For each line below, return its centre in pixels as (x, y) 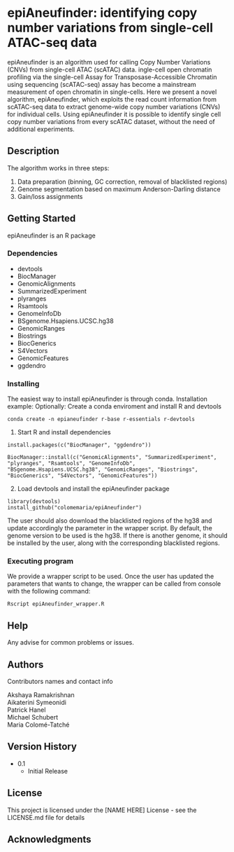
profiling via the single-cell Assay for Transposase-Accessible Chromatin (112, 77)
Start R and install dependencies (64, 432)
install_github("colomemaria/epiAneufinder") (74, 508)
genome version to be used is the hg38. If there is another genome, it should (118, 536)
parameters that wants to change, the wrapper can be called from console (114, 584)
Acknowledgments (50, 840)
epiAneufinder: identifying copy (102, 13)
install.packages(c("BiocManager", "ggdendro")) (79, 445)
